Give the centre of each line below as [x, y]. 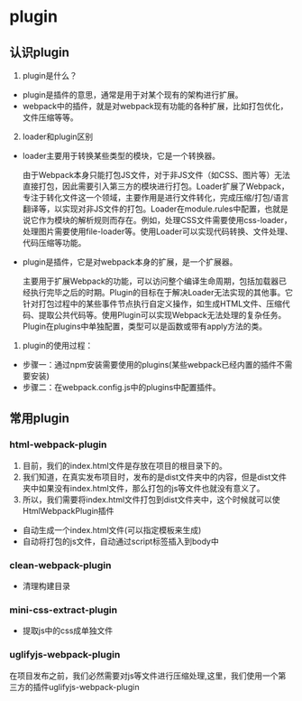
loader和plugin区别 [58, 136]
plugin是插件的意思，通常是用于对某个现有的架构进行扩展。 [133, 95]
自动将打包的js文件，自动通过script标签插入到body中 [120, 541]
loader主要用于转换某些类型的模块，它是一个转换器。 [121, 156]
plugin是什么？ [50, 75]
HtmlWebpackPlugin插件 [68, 510]
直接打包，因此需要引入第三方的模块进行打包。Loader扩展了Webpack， [156, 186]
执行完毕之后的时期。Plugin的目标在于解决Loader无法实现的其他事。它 [161, 292]
